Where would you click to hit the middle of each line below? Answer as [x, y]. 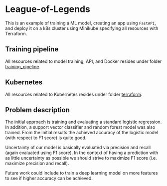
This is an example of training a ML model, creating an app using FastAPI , [81, 23]
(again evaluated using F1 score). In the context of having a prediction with [82, 153]
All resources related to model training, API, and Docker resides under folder [83, 61]
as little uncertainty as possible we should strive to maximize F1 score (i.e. [81, 158]
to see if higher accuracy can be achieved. [49, 179]
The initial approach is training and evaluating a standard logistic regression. [83, 122]
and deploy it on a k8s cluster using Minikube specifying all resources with [82, 28]
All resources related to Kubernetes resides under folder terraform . [74, 94]
